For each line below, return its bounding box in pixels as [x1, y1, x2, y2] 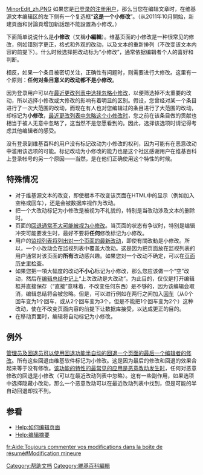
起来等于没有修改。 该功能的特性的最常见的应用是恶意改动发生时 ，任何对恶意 [6, 364, 197, 372]
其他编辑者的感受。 [11, 127, 59, 134]
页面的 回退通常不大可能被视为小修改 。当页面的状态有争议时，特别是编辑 [14, 221, 195, 229]
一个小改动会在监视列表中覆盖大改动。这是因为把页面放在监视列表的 [25, 244, 195, 252]
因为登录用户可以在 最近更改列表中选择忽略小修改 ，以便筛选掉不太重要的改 [6, 90, 192, 96]
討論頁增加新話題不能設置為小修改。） [27, 21, 120, 27]
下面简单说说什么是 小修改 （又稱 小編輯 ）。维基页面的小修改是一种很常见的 [6, 33, 189, 41]
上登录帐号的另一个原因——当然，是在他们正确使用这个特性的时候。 [6, 155, 176, 162]
